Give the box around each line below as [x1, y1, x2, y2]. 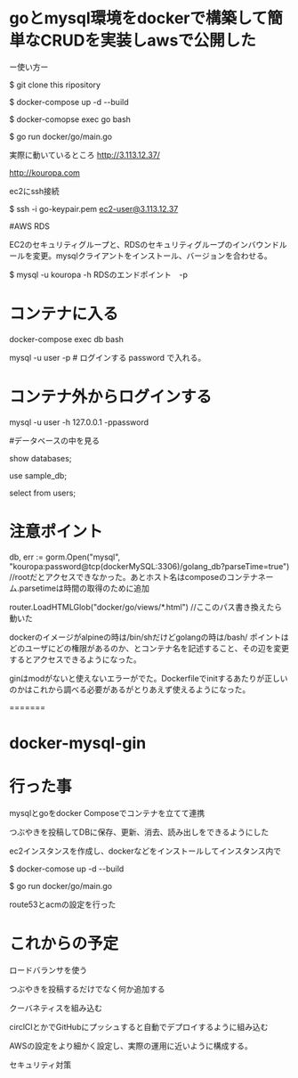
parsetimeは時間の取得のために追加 [19, 583, 149, 593]
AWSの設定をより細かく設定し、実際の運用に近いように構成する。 [9, 1040, 254, 1051]
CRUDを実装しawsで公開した [40, 30, 256, 51]
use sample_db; [9, 470, 68, 481]
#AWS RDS [9, 220, 51, 232]
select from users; [9, 487, 77, 498]
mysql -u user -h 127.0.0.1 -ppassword [9, 416, 149, 428]
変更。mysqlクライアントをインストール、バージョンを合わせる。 [32, 250, 273, 261]
